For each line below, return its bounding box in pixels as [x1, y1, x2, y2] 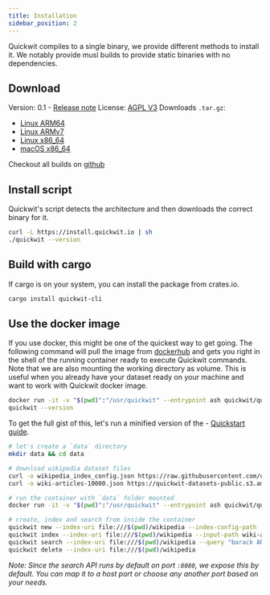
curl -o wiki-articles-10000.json [8, 479, 125, 487]
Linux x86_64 [19, 136, 65, 145]
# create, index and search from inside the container [8, 516, 196, 524]
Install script [8, 182, 72, 197]
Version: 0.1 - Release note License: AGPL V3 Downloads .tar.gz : [8, 103, 227, 112]
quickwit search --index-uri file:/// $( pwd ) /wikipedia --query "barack [8, 538, 253, 546]
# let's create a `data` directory [8, 442, 128, 450]
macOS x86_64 [19, 144, 71, 153]
